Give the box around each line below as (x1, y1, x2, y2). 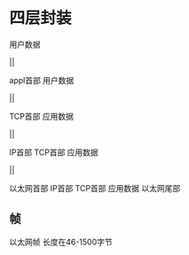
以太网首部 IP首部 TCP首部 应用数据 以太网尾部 (9, 182, 181, 193)
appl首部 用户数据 (9, 74, 75, 85)
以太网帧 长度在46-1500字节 (9, 236, 113, 247)
